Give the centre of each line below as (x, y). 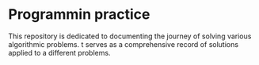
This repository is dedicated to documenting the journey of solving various (130, 36)
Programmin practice (79, 14)
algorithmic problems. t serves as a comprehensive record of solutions (124, 44)
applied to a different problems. (59, 52)
